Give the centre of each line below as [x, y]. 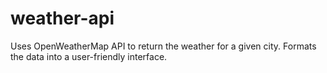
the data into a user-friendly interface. [89, 56]
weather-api [62, 18]
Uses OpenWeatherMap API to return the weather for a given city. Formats [163, 46]
